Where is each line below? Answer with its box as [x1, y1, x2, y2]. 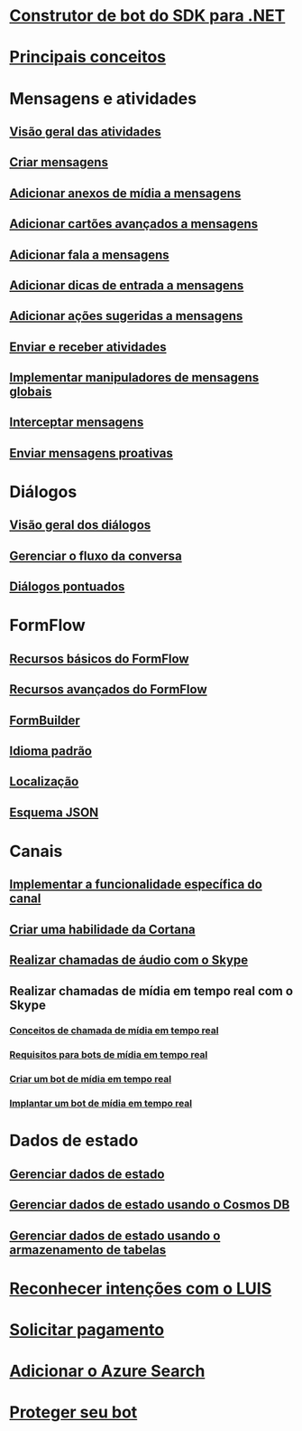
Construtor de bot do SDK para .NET [9, 5, 286, 26]
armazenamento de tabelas [9, 1242, 167, 1257]
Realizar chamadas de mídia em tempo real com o [9, 983, 294, 999]
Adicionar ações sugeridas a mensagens [9, 308, 243, 324]
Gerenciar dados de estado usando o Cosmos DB [9, 1197, 290, 1212]
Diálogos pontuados [9, 579, 125, 595]
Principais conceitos [9, 47, 167, 68]
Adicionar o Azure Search [9, 1361, 206, 1381]
